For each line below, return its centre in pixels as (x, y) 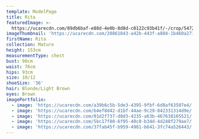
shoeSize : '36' (25, 83)
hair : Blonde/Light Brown (38, 89)
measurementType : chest (36, 56)
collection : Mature (30, 45)
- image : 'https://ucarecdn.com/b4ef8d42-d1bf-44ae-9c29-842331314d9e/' (103, 111)
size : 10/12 (21, 77)
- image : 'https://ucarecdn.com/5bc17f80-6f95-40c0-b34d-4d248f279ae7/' (103, 122)
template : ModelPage (32, 12)
